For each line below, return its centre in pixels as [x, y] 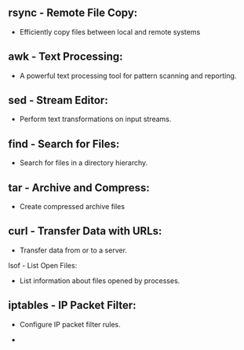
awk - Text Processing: [66, 57]
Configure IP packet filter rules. [70, 324]
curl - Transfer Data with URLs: [85, 231]
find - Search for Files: [64, 144]
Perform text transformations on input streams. [95, 119]
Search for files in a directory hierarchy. [84, 163]
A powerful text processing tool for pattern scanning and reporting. [128, 76]
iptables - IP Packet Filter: [72, 306]
